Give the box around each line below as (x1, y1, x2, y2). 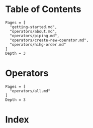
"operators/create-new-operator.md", (10, 38, 89, 43)
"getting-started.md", (10, 24, 57, 30)
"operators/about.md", (10, 29, 57, 34)
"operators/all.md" (10, 88, 51, 93)
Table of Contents (5, 4, 81, 15)
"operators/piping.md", (10, 33, 59, 38)
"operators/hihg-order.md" (10, 42, 66, 47)
